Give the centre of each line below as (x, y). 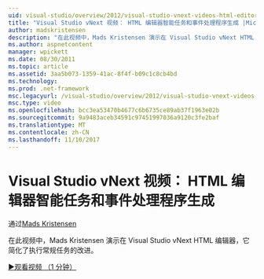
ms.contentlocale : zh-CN (49, 132)
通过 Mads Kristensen (42, 224)
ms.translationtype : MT (47, 125)
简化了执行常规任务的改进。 (53, 250)
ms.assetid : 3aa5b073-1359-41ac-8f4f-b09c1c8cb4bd (93, 74)
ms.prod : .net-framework (49, 88)
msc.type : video (35, 103)
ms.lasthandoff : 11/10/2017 (54, 139)
